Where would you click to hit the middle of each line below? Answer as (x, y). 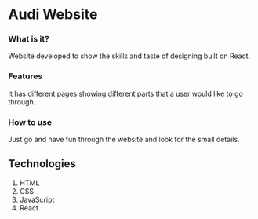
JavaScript (37, 199)
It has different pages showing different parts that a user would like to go (125, 93)
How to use (30, 122)
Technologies (42, 164)
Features (25, 76)
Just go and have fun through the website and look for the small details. (124, 140)
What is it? (29, 39)
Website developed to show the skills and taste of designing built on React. (129, 56)
